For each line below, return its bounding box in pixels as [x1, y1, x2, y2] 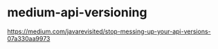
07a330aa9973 [7, 34, 51, 42]
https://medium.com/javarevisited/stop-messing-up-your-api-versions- [7, 27, 211, 35]
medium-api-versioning [7, 5, 147, 20]
